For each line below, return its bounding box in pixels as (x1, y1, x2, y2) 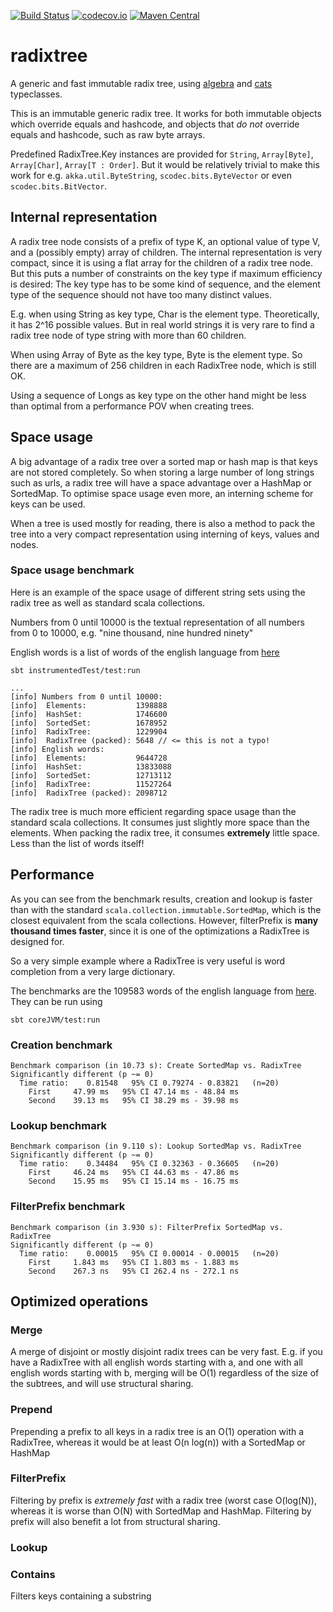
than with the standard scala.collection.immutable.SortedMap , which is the (10, 903, 322, 915)
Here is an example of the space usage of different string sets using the (10, 586, 306, 598)
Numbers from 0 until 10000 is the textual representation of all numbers (10, 616, 305, 628)
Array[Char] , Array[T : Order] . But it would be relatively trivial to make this (10, 158, 320, 170)
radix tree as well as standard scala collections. (10, 596, 206, 609)
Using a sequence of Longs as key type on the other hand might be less (10, 389, 307, 401)
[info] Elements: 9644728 (10, 753, 168, 763)
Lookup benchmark (10, 1118, 108, 1132)
